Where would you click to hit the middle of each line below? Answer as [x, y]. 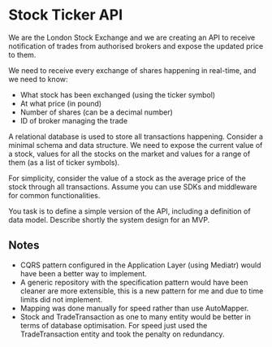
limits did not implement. [61, 299]
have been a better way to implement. [84, 273]
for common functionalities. [54, 195]
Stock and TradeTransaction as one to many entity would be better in [136, 317]
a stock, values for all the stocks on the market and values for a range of [130, 154]
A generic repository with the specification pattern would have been [134, 282]
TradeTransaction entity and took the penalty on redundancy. [122, 334]
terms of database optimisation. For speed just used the [114, 325]
